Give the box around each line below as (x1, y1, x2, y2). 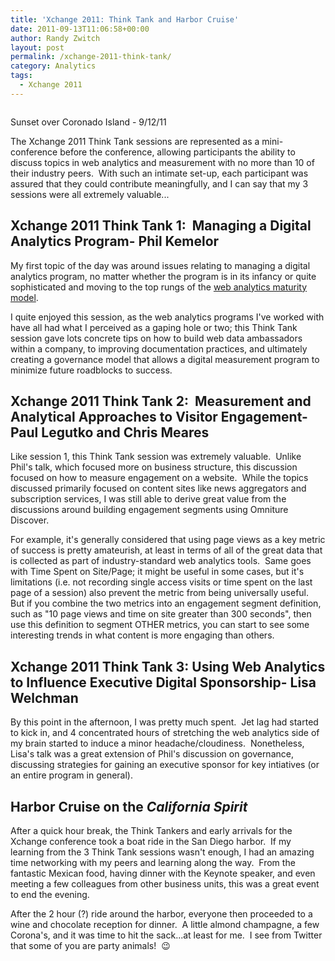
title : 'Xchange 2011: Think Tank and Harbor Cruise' (10, 14, 240, 25)
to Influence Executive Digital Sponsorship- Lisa (10, 674, 317, 691)
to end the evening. (10, 889, 90, 900)
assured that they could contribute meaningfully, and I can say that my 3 (10, 177, 309, 190)
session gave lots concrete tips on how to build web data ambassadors (10, 332, 303, 344)
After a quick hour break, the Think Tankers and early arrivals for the (10, 825, 293, 836)
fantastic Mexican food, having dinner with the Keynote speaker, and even (10, 867, 316, 879)
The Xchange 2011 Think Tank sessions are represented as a (10, 135, 260, 147)
